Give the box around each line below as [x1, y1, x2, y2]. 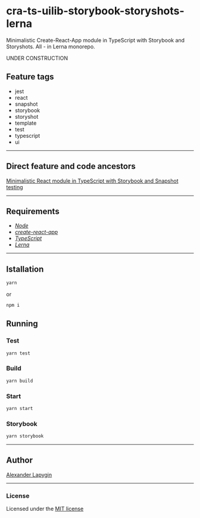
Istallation [6, 264, 44, 274]
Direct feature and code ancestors [6, 161, 136, 171]
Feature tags [6, 72, 54, 82]
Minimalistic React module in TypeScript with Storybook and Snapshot [6, 177, 179, 184]
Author [6, 455, 33, 465]
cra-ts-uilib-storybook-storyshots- [6, 4, 185, 18]
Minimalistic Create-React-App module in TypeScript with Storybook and [6, 36, 185, 44]
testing [6, 183, 23, 190]
